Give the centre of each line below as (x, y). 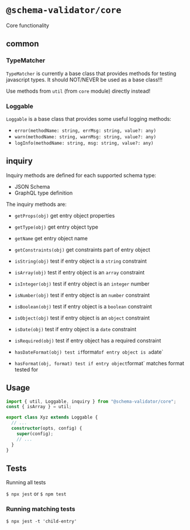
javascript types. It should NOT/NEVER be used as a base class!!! (84, 79)
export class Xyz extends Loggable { (52, 417)
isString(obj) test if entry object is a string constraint (81, 261)
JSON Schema (32, 186)
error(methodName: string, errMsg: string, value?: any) (85, 131)
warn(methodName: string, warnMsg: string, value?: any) (85, 137)
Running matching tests (41, 509)
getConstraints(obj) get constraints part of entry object (82, 249)
